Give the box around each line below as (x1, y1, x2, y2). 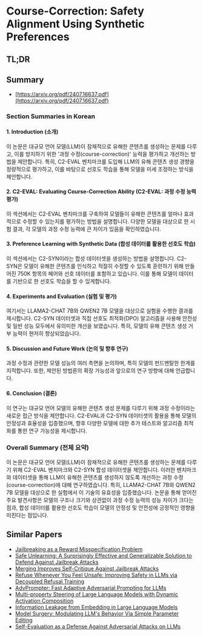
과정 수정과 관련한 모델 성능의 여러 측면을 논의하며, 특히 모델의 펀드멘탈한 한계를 (6, 359, 196, 367)
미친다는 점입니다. (6, 511, 49, 518)
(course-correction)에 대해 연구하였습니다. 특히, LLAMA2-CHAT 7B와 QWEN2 (6, 481, 196, 488)
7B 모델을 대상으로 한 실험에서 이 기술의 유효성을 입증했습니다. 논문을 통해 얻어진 (6, 489, 197, 496)
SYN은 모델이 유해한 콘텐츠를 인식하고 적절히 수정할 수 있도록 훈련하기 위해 (6, 262, 184, 270)
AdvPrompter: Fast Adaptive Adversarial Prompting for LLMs (15, 584, 167, 591)
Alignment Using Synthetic (6, 17, 145, 31)
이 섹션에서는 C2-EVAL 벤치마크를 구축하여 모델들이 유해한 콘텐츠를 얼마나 (6, 210, 183, 217)
